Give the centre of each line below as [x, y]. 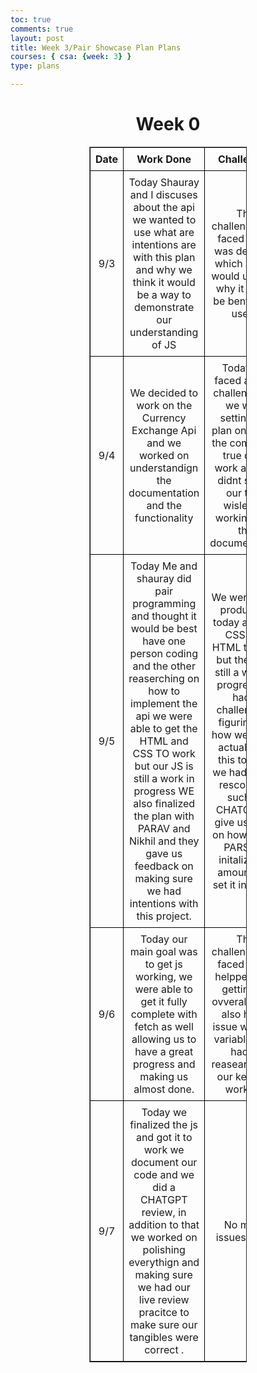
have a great [164, 1051]
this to [233, 759]
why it [230, 288]
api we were [164, 716]
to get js [163, 964]
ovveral [229, 1001]
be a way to [164, 294]
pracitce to [164, 1312]
